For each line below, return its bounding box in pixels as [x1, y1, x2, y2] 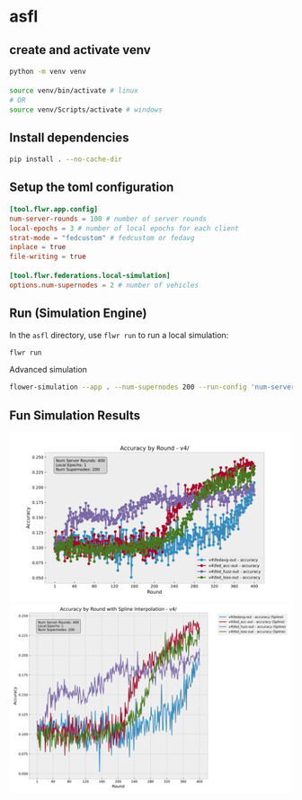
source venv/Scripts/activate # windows [9, 105, 164, 114]
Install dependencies [9, 130, 129, 145]
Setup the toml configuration [9, 180, 174, 195]
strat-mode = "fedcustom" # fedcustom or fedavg [9, 233, 195, 242]
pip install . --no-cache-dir [9, 155, 123, 164]
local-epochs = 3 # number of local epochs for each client [9, 223, 240, 233]
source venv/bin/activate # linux [9, 85, 139, 95]
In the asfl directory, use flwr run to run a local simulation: [9, 329, 229, 340]
